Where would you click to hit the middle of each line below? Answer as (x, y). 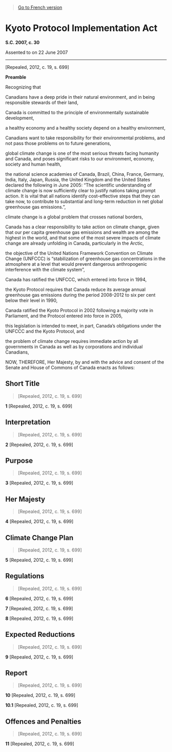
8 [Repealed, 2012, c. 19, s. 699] (39, 618)
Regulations (25, 576)
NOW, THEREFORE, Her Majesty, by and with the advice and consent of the (85, 362)
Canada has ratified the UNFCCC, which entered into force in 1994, (76, 279)
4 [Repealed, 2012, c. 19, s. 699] (39, 522)
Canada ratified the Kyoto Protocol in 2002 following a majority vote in (79, 310)
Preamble (16, 77)
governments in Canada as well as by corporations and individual (74, 346)
